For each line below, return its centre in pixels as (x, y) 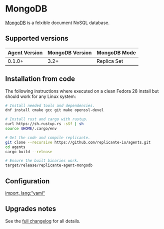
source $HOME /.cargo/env (31, 129)
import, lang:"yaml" (25, 193)
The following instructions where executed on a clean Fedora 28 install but (82, 91)
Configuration (27, 181)
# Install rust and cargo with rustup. (47, 119)
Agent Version (25, 52)
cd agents (15, 147)
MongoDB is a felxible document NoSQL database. (57, 23)
